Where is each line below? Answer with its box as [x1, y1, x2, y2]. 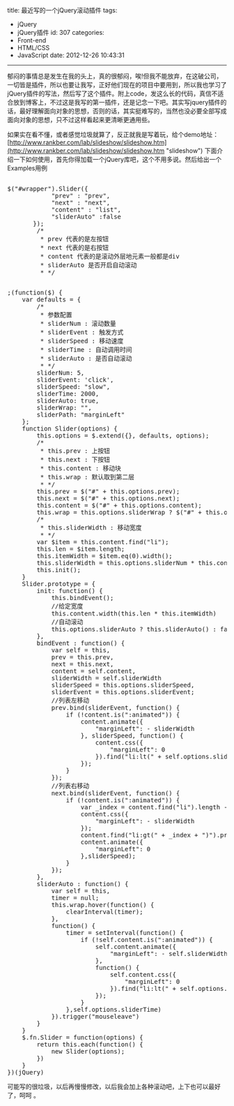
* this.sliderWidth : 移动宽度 [40, 524, 142, 532]
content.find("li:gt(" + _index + [80, 831, 198, 839]
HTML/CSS [17, 44, 50, 52]
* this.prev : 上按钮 [40, 447, 110, 455]
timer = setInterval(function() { [65, 929, 184, 936]
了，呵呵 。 [7, 1091, 40, 1099]
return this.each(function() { [36, 1040, 143, 1048]
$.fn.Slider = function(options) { [22, 1033, 143, 1041]
